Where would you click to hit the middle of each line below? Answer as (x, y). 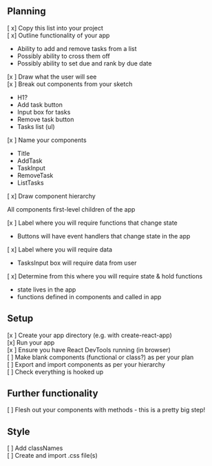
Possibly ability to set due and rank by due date (84, 63)
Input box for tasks (44, 112)
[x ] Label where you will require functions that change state (92, 223)
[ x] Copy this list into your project (55, 28)
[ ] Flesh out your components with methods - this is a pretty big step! (106, 410)
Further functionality (53, 393)
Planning (26, 11)
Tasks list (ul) (36, 126)
